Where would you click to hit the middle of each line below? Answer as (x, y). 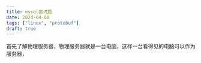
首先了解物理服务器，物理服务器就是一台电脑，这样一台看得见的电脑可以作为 (101, 46)
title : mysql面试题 (29, 12)
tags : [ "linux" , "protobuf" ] (43, 23)
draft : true (21, 28)
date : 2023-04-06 (28, 17)
